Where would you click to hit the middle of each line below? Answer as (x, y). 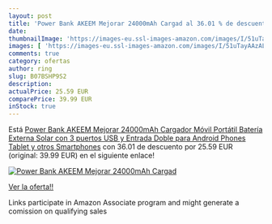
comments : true (34, 54)
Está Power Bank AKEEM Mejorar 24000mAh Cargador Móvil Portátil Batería (136, 130)
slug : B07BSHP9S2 (38, 76)
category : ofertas (39, 62)
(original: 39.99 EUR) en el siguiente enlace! (82, 156)
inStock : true (32, 106)
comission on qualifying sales (58, 211)
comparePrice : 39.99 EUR (50, 99)
